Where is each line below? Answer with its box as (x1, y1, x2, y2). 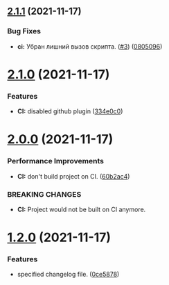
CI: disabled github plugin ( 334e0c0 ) (17, 107, 123, 115)
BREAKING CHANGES (7, 189, 82, 199)
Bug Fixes (7, 26, 42, 36)
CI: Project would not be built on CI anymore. (17, 205, 146, 213)
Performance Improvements (7, 156, 105, 166)
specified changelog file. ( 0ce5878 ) (17, 270, 120, 279)
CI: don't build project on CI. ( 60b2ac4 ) (17, 172, 130, 180)
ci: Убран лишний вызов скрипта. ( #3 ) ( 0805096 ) (17, 42, 163, 51)
